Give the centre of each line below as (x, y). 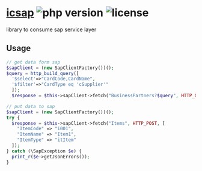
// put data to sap (31, 106)
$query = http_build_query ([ (43, 73)
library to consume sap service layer (51, 29)
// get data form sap (33, 62)
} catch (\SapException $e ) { (44, 151)
